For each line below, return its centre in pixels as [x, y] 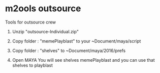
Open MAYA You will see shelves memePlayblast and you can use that [83, 60]
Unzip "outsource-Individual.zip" [45, 31]
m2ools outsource [43, 9]
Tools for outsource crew [31, 22]
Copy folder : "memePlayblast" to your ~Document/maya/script [77, 41]
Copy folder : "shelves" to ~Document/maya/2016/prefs [69, 50]
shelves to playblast [32, 65]
